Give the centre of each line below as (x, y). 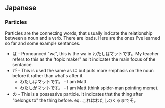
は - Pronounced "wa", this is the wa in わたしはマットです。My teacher (85, 53)
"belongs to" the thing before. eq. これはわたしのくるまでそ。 (75, 100)
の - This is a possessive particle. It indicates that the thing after (77, 94)
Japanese (21, 8)
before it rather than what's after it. (48, 75)
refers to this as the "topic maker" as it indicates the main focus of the (84, 59)
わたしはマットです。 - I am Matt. (54, 81)
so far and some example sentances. (43, 43)
